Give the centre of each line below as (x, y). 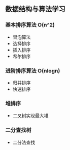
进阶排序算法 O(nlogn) (33, 70)
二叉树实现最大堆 (30, 116)
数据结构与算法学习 (35, 9)
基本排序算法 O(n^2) (30, 25)
